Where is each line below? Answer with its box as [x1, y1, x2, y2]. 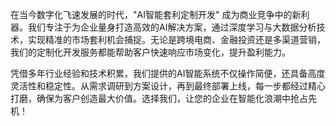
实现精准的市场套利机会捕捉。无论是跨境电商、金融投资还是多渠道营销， [27, 34, 326, 45]
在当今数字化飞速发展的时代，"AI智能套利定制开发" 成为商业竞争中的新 [10, 9, 302, 20]
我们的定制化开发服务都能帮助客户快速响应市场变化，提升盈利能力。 [10, 46, 291, 58]
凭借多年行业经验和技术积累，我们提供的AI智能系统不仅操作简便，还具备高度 [10, 68, 326, 79]
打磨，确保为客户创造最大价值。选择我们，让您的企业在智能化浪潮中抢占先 [10, 93, 317, 104]
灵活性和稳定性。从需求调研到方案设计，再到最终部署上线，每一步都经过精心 [10, 80, 326, 92]
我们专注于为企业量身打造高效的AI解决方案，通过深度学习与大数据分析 [27, 21, 317, 33]
